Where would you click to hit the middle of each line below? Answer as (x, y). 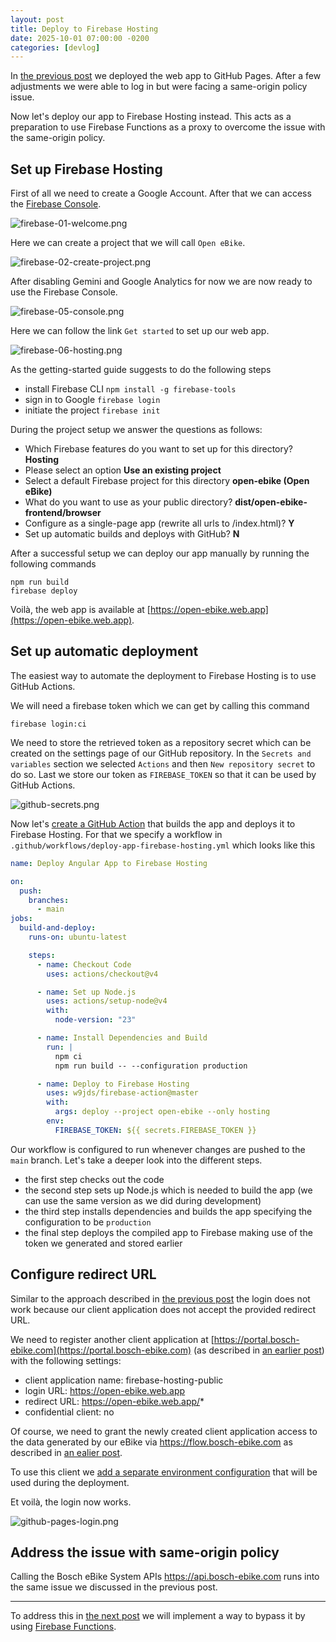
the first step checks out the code (94, 1179)
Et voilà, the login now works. (71, 1502)
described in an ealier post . (66, 1452)
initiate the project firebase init (92, 410)
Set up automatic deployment (104, 651)
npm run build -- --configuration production (151, 1066)
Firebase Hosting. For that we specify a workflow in (116, 834)
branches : (49, 900)
